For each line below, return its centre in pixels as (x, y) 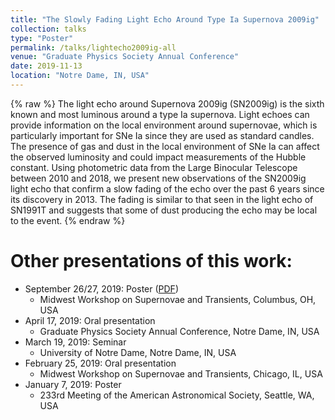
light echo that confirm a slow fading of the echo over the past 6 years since (167, 188)
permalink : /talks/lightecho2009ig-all (93, 47)
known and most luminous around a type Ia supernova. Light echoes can (160, 114)
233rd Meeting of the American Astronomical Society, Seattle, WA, (177, 395)
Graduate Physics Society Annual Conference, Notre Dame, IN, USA (179, 331)
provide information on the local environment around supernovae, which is (164, 125)
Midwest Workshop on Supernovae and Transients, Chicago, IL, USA (181, 373)
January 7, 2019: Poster (73, 384)
